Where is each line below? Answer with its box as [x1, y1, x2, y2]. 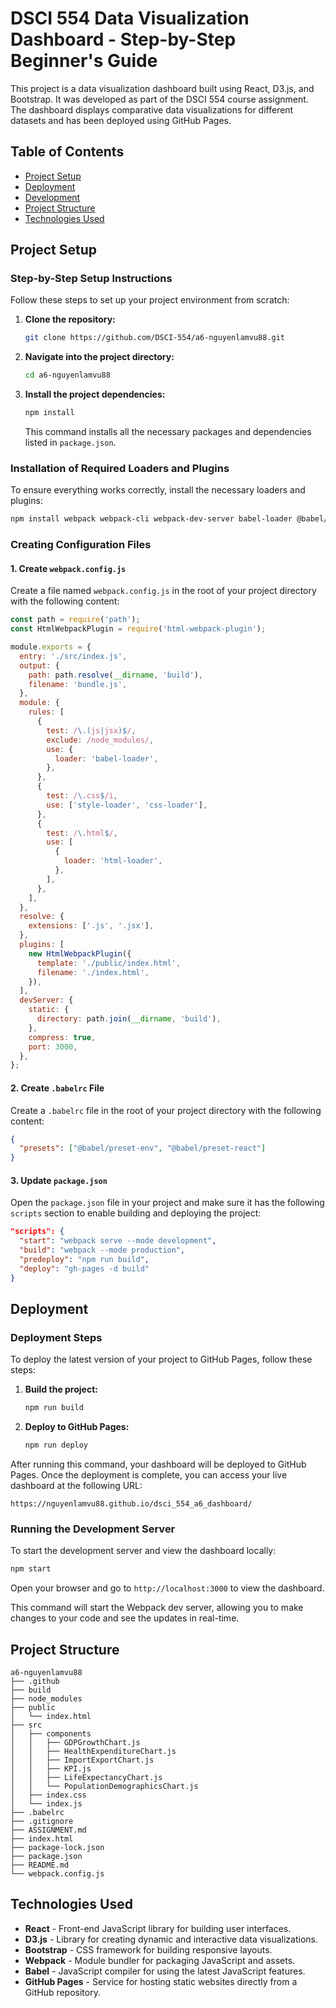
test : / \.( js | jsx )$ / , [46, 725, 137, 736]
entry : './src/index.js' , [19, 651, 128, 661]
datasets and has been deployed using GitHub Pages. [10, 114, 232, 126]
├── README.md [10, 1860, 70, 1871]
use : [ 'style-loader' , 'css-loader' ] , [46, 800, 208, 810]
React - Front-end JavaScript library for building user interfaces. [24, 1922, 292, 1934]
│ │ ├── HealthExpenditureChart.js [10, 1747, 177, 1757]
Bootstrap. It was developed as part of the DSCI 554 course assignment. [10, 93, 309, 105]
